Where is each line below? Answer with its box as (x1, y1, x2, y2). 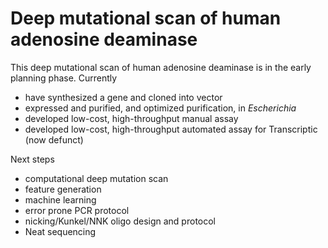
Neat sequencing (24, 225, 97, 237)
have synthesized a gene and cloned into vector (24, 91, 223, 103)
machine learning (24, 193, 97, 206)
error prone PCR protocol (24, 204, 130, 216)
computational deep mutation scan (24, 172, 169, 184)
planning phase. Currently (10, 72, 118, 84)
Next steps (10, 153, 55, 165)
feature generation (24, 183, 102, 195)
